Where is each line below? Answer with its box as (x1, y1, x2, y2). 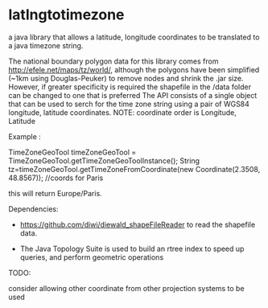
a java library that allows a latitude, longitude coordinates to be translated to (8, 32, 260, 42)
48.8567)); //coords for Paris (8, 173, 104, 183)
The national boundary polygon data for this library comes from (8, 56, 219, 66)
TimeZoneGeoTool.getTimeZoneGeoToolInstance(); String (8, 155, 200, 166)
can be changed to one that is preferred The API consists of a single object (8, 90, 258, 100)
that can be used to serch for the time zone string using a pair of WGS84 (8, 99, 249, 109)
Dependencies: (8, 203, 59, 214)
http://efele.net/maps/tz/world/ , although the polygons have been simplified (8, 64, 260, 74)
